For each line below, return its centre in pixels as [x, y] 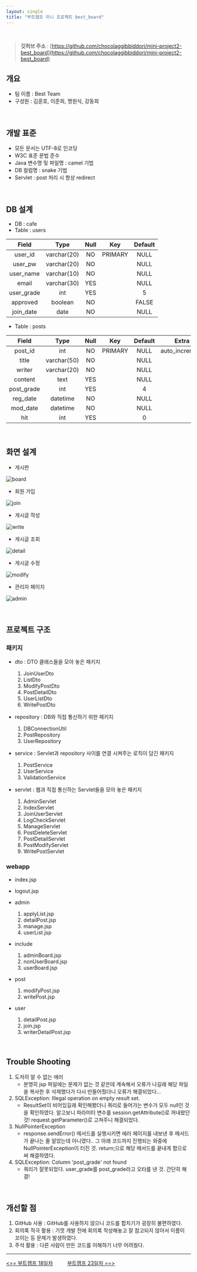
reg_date [25, 399]
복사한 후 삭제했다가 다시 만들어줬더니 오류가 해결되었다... [95, 1092]
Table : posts [30, 326]
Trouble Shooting [38, 1062]
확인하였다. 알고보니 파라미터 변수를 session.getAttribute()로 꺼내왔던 [110, 1112]
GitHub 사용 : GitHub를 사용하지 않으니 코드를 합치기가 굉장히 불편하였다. [98, 1223]
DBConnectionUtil [45, 729]
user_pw [25, 264]
